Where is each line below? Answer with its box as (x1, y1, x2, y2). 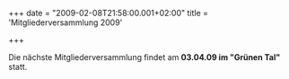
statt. (8, 62, 28, 72)
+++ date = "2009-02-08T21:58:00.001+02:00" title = (8, 8, 208, 18)
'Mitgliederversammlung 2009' (8, 17, 123, 28)
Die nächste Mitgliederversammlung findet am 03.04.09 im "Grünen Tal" (8, 52, 281, 62)
